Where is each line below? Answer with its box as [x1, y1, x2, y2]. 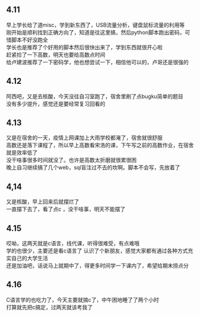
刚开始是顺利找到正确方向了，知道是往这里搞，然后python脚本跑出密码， [6, 29, 185, 36]
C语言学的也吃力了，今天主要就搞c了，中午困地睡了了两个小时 [6, 296, 160, 303]
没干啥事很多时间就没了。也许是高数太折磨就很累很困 [6, 157, 137, 164]
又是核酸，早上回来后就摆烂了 [6, 198, 79, 205]
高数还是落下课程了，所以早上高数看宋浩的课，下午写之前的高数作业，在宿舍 [6, 142, 194, 149]
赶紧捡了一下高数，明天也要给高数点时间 [6, 51, 105, 58]
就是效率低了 [6, 149, 37, 157]
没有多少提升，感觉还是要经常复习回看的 [6, 100, 105, 107]
